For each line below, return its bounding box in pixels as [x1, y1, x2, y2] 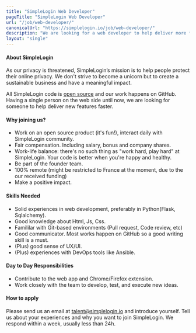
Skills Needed [6, 192, 41, 199]
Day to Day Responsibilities [6, 262, 74, 269]
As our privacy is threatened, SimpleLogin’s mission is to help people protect [6, 67, 190, 74]
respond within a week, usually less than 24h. [6, 320, 116, 327]
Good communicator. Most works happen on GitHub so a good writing [14, 230, 184, 237]
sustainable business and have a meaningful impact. [6, 79, 132, 86]
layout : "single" [6, 36, 48, 41]
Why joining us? [6, 116, 46, 123]
